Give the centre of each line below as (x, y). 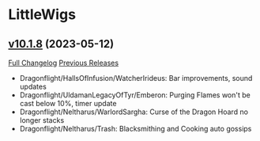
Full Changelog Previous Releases (64, 63)
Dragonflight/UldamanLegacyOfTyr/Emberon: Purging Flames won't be (135, 95)
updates (33, 86)
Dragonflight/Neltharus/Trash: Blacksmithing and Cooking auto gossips (136, 129)
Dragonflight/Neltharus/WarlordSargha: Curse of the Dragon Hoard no (134, 112)
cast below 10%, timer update (68, 103)
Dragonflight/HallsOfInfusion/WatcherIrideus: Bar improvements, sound (136, 78)
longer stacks (42, 120)
